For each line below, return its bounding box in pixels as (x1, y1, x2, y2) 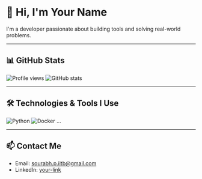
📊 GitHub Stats (6, 55, 65, 65)
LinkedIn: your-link (14, 166, 61, 174)
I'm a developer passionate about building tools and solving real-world (6, 25, 181, 32)
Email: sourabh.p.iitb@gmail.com (14, 160, 97, 167)
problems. (6, 31, 31, 38)
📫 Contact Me (6, 141, 62, 151)
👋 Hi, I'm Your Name (6, 5, 108, 19)
